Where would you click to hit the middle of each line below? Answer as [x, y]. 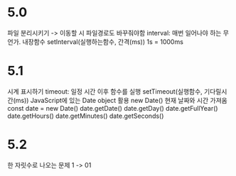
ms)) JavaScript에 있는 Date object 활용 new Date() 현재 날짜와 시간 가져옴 [121, 100]
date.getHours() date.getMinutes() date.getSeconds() [86, 116]
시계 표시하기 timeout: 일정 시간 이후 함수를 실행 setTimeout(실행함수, [105, 91]
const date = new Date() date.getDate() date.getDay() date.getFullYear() [113, 108]
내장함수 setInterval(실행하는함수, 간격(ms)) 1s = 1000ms [103, 42]
